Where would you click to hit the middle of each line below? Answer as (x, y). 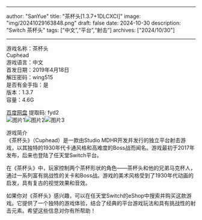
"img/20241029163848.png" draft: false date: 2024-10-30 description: (94, 23)
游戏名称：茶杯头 (27, 48)
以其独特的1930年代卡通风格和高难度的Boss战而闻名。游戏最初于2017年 (106, 148)
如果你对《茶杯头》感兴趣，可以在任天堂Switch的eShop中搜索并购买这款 (96, 196)
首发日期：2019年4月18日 (38, 70)
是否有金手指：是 (27, 85)
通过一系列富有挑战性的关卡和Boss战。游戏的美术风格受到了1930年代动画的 (100, 175)
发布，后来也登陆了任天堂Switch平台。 (54, 155)
